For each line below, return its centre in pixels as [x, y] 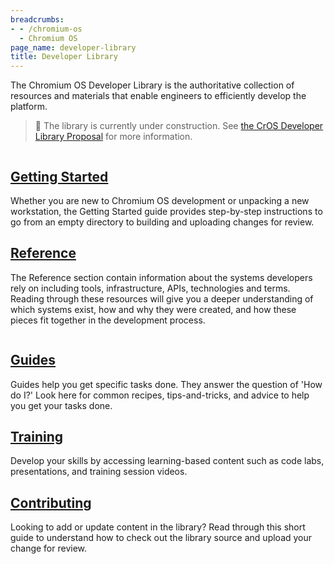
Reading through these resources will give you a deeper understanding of [162, 298]
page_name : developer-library [73, 47]
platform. [29, 107]
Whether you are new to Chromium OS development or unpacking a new [160, 200]
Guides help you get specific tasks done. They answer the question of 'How [166, 384]
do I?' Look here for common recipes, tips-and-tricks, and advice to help [160, 395]
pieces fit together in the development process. [108, 320]
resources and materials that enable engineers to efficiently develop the [158, 96]
